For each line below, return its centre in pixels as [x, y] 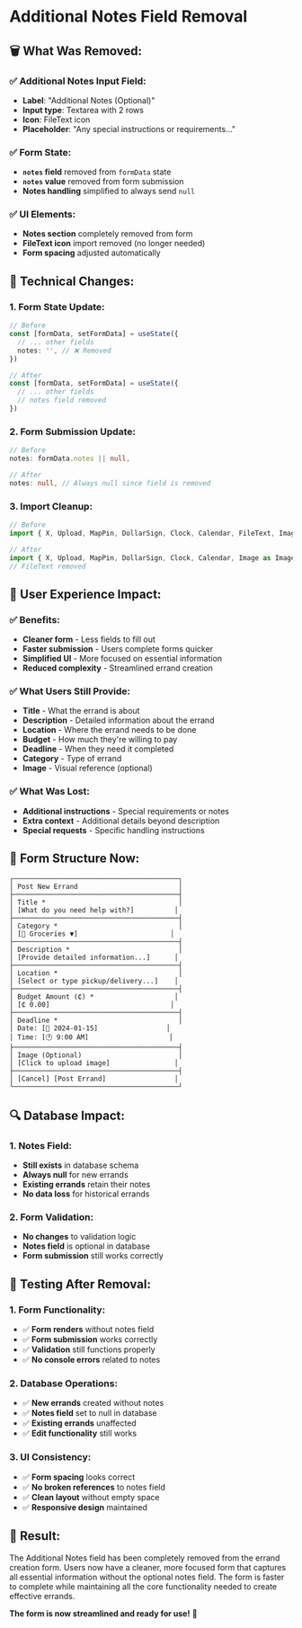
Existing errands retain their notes [86, 1185]
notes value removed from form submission [103, 182]
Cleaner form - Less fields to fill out [89, 639]
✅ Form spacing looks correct [79, 1477]
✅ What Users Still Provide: [70, 691]
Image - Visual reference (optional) [87, 768]
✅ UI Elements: [43, 215]
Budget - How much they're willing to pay [100, 740]
